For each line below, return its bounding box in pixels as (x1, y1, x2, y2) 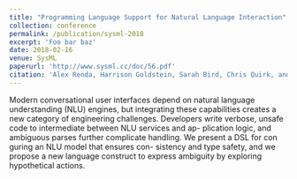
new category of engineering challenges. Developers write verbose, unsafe (9, 113, 285, 123)
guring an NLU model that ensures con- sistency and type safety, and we (9, 141, 276, 152)
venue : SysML (9, 54, 57, 63)
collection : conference (9, 21, 97, 30)
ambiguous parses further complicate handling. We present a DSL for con (9, 131, 278, 142)
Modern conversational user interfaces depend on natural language (9, 94, 255, 105)
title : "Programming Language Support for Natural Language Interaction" (9, 12, 287, 22)
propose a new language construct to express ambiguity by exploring (9, 151, 263, 161)
